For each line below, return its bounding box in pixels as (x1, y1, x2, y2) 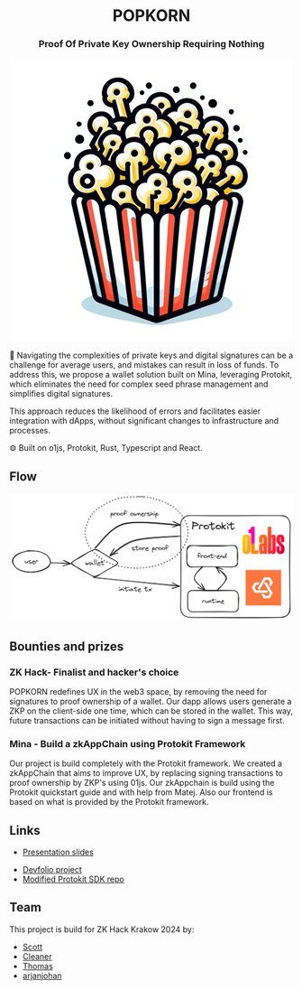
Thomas (22, 960, 54, 971)
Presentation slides (22, 846, 95, 857)
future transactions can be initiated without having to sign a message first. (9, 714, 286, 725)
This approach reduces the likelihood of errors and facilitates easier (9, 406, 261, 416)
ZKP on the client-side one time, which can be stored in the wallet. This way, (9, 705, 294, 716)
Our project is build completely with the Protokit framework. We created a (9, 758, 282, 769)
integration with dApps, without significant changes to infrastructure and (9, 416, 279, 426)
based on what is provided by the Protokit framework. (9, 797, 209, 808)
